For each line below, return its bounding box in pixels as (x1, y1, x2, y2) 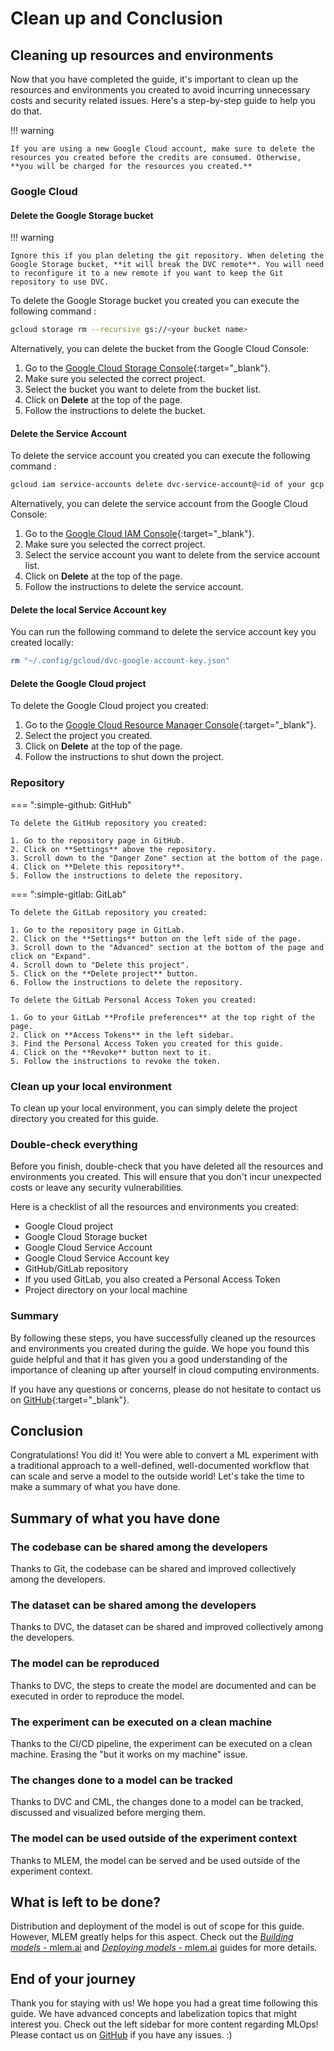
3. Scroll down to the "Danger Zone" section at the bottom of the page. (10, 853, 325, 863)
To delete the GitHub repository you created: (10, 818, 208, 828)
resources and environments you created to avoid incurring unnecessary (10, 84, 311, 96)
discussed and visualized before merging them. (10, 1807, 207, 1819)
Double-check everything (10, 1137, 138, 1151)
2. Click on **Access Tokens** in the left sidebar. (10, 1030, 235, 1040)
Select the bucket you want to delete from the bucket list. (24, 383, 262, 395)
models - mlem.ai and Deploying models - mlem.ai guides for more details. (10, 1942, 318, 1954)
